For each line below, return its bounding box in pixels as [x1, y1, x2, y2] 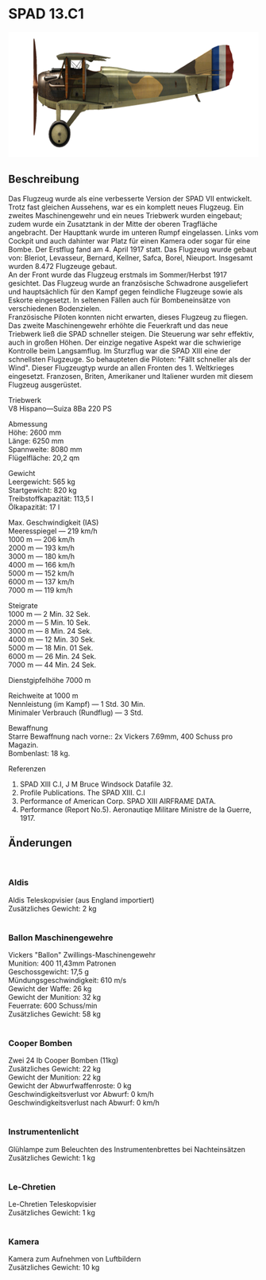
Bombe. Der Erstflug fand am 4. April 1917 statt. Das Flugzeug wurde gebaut [8, 244, 257, 254]
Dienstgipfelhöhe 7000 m [8, 675, 91, 685]
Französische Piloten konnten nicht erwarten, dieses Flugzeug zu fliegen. [8, 312, 249, 322]
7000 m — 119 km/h [8, 585, 73, 595]
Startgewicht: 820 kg [8, 485, 77, 494]
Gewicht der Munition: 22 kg [8, 1072, 102, 1083]
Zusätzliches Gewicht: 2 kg [8, 903, 97, 913]
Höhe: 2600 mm [8, 427, 62, 437]
